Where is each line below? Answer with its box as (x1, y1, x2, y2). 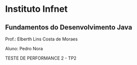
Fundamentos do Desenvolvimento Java (5, 23, 133, 32)
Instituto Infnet (5, 3, 68, 15)
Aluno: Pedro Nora (5, 46, 43, 51)
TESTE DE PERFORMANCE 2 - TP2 (5, 55, 77, 61)
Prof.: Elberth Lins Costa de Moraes (5, 36, 78, 42)
